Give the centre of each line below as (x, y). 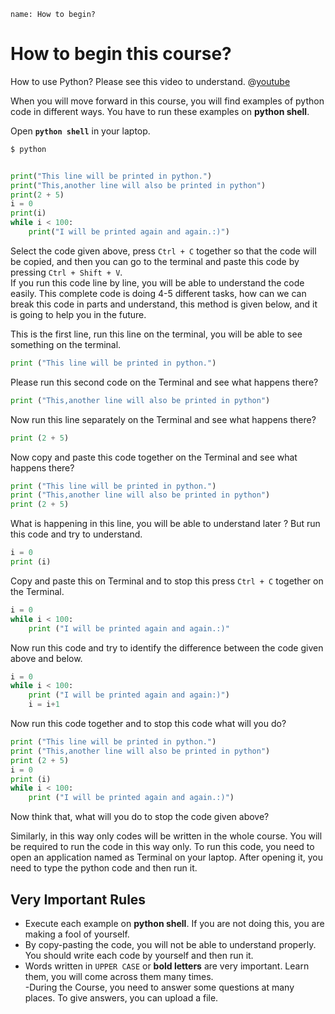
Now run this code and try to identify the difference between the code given (167, 647)
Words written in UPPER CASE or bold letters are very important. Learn (167, 966)
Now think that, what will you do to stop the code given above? (140, 817)
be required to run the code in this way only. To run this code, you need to (162, 847)
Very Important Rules (78, 899)
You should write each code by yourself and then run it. (139, 955)
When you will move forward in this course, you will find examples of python (167, 101)
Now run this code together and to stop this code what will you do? (148, 724)
